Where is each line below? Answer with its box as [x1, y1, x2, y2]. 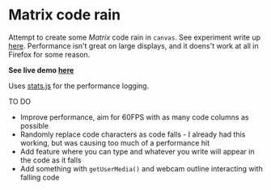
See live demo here [8, 65, 74, 74]
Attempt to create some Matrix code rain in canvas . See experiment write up [8, 32, 261, 42]
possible [19, 120, 49, 130]
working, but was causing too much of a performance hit [19, 137, 210, 147]
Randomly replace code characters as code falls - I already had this [19, 129, 246, 139]
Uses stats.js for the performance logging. [8, 81, 150, 91]
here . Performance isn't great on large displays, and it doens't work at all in [8, 40, 259, 50]
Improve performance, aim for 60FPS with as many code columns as [19, 112, 249, 122]
